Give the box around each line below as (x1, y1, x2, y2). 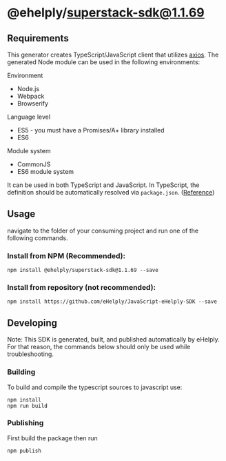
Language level (7, 112, 50, 121)
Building (7, 367, 36, 377)
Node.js (17, 85, 40, 92)
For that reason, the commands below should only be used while (7, 343, 191, 351)
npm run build (7, 402, 48, 409)
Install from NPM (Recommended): (7, 251, 126, 260)
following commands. (7, 233, 68, 242)
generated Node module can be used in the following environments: (7, 58, 201, 66)
